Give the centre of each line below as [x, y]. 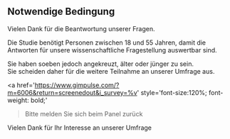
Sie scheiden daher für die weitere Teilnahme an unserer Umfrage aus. [111, 71]
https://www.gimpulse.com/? [77, 85]
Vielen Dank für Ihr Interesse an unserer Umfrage [79, 128]
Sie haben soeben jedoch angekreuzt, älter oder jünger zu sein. [101, 64]
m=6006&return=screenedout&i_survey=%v [72, 92]
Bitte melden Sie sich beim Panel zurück [84, 113]
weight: [19, 100]
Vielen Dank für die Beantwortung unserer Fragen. [81, 28]
